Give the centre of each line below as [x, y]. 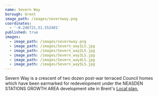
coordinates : [18, 23]
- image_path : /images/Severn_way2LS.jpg [52, 50]
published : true [22, 32]
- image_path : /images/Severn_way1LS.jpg [52, 46]
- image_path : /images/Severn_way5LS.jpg [52, 64]
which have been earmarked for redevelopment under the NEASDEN [74, 83]
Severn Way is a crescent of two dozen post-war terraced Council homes [79, 78]
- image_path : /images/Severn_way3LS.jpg [52, 55]
